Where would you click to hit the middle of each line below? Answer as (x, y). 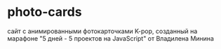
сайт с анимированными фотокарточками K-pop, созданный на (102, 31)
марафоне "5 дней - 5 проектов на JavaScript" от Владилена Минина (110, 38)
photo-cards (45, 12)
